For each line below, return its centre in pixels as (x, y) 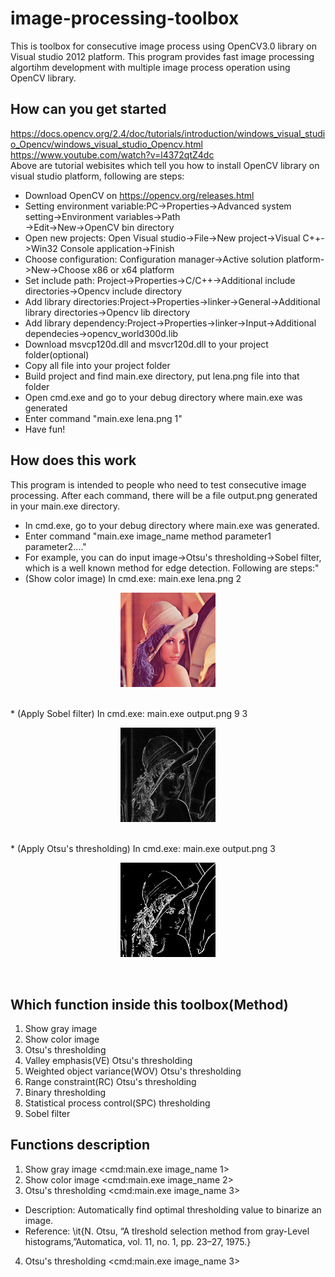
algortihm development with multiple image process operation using (150, 67)
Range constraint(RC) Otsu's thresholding (110, 1081)
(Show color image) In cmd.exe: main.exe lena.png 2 (133, 578)
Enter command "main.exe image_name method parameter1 (148, 536)
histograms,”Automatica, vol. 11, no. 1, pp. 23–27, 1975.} (138, 1241)
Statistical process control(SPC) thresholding (117, 1103)
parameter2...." (55, 546)
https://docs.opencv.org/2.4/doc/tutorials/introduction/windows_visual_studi (168, 133)
